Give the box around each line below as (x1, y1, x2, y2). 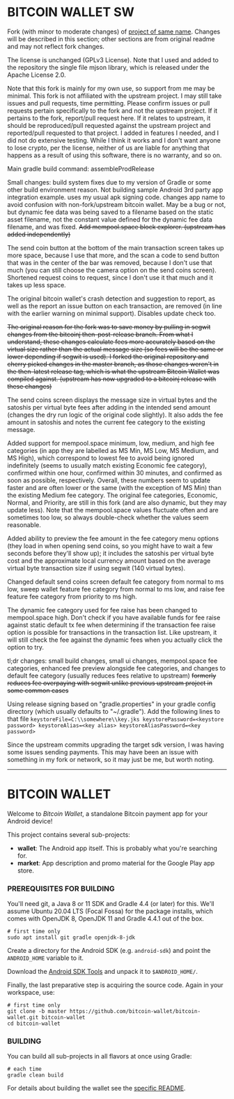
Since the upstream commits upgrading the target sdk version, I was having (7, 740, 224, 749)
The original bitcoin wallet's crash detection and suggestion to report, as (7, 294, 216, 303)
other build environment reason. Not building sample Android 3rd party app (7, 185, 224, 194)
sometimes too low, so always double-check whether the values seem (7, 513, 209, 522)
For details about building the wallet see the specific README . (7, 1084, 186, 1093)
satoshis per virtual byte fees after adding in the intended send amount (7, 403, 211, 411)
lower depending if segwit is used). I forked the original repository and (7, 352, 209, 361)
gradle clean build (7, 1072, 64, 1079)
